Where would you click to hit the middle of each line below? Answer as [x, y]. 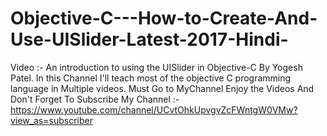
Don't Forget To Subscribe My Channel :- [95, 99]
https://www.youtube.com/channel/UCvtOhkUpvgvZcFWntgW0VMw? [154, 109]
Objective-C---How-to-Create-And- [164, 18]
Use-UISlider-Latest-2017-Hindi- [149, 39]
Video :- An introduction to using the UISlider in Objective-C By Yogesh [156, 67]
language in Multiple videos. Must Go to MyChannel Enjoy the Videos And [162, 88]
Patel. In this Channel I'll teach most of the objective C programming [151, 78]
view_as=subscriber [51, 120]
